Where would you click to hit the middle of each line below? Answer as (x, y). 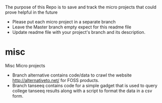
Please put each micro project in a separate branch (64, 22)
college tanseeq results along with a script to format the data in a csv (82, 91)
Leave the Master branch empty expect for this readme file (72, 27)
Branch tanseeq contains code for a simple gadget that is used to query (85, 85)
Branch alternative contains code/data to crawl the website (72, 75)
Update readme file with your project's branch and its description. (79, 32)
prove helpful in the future (31, 12)
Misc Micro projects (25, 65)
